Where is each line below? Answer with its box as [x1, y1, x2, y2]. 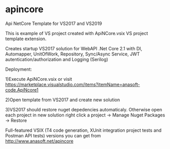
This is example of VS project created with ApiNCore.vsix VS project [5, 30, 148, 36]
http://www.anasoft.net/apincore [5, 138, 74, 144]
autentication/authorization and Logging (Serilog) [5, 56, 108, 62]
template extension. [5, 36, 47, 42]
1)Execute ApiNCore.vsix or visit [5, 76, 72, 82]
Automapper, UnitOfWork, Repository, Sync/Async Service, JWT [5, 51, 140, 57]
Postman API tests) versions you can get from [5, 132, 101, 138]
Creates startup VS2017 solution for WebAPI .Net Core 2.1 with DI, [5, 45, 143, 51]
